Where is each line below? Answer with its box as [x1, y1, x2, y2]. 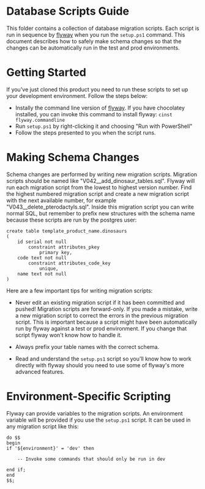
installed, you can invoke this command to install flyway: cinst [15, 110, 173, 118]
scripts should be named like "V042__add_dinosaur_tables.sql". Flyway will [6, 177, 195, 184]
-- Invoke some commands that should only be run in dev [17, 456, 166, 462]
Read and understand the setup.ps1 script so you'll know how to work [15, 355, 192, 362]
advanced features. [15, 368, 65, 375]
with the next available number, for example [6, 196, 117, 204]
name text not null [17, 271, 67, 277]
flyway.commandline [15, 117, 65, 123]
